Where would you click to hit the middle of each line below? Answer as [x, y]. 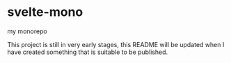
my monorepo [27, 31]
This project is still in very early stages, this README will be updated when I [116, 44]
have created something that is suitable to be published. [88, 52]
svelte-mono [45, 12]
